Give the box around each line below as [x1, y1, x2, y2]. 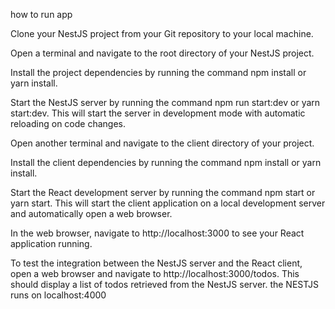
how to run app [10, 9, 73, 20]
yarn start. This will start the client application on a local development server [10, 197, 326, 209]
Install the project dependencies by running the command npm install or [10, 67, 307, 78]
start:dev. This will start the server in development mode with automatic [10, 107, 306, 119]
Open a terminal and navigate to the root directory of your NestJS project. [10, 47, 315, 59]
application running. [10, 238, 93, 249]
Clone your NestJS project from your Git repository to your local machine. [10, 28, 314, 39]
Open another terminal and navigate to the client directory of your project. [10, 137, 315, 149]
